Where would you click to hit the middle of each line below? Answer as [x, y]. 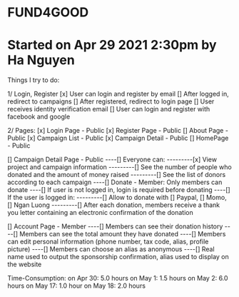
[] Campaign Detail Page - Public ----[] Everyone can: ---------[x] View [112, 160]
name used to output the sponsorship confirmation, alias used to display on [118, 257]
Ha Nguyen [41, 60]
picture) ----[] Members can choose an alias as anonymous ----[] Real [111, 249]
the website [25, 264]
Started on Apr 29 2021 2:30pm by [112, 45]
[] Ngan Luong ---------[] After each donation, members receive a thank [114, 205]
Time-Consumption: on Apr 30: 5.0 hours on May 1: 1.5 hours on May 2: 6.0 [118, 278]
